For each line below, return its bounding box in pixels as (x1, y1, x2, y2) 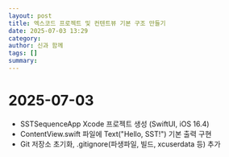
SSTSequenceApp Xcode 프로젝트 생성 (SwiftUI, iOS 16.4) (19, 118, 210, 129)
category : (8, 34, 42, 43)
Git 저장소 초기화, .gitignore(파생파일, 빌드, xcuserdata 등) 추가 (19, 138, 221, 149)
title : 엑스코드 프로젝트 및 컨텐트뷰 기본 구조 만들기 (8, 19, 166, 27)
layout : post (8, 11, 52, 20)
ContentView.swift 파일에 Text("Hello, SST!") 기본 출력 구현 (19, 129, 212, 138)
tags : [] (8, 49, 38, 57)
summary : (8, 57, 38, 65)
